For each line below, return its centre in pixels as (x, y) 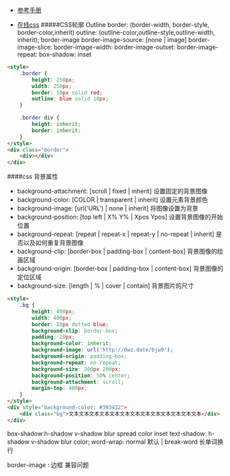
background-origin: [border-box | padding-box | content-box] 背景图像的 (120, 269)
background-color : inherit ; (72, 344)
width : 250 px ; (52, 86)
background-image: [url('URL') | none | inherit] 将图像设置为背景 (108, 208)
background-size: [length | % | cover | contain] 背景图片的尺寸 (105, 286)
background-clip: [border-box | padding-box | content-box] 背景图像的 (117, 251)
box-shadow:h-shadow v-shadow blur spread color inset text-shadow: (107, 433)
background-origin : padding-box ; (80, 356)
